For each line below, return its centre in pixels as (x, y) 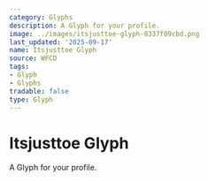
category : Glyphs (41, 17)
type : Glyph (31, 99)
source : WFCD (33, 58)
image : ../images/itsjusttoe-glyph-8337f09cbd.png (104, 34)
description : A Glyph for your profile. (85, 26)
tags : (19, 67)
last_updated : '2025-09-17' (61, 42)
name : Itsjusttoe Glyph (53, 50)
